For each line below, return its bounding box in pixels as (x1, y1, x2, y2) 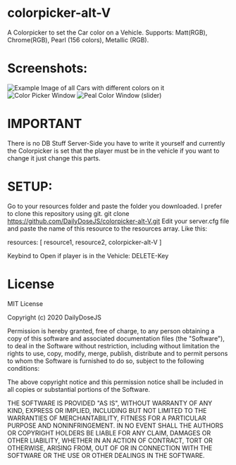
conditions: (7, 364, 40, 372)
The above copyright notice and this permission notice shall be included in (7, 378, 223, 386)
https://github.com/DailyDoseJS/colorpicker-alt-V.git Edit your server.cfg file (7, 217, 230, 225)
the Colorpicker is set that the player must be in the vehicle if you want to (7, 146, 220, 155)
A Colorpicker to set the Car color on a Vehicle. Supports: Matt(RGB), (7, 28, 208, 37)
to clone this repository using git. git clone (7, 209, 130, 217)
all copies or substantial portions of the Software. (7, 385, 150, 393)
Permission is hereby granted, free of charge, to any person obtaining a (7, 326, 215, 335)
